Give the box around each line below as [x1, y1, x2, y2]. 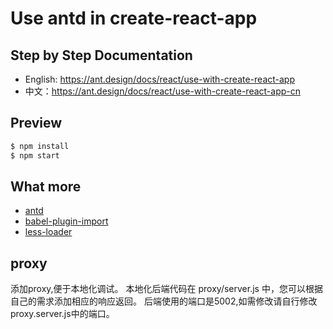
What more [10, 178, 82, 195]
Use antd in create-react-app [10, 7, 258, 30]
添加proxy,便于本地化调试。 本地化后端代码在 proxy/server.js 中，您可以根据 [10, 283, 323, 295]
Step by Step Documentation [10, 47, 193, 64]
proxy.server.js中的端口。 [10, 308, 115, 320]
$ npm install [10, 141, 70, 151]
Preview [10, 115, 63, 132]
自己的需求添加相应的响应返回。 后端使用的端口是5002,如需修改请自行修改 [10, 295, 318, 307]
